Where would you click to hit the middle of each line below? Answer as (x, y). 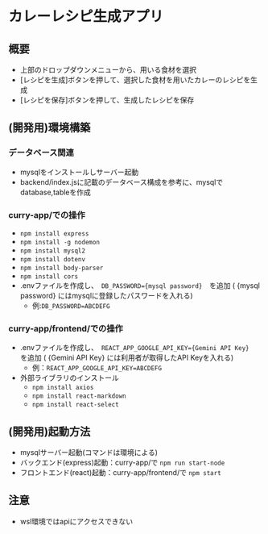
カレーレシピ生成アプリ (86, 17)
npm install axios (63, 388)
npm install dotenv (53, 259)
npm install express (54, 234)
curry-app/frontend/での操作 (66, 328)
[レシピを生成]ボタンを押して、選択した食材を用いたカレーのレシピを (135, 80)
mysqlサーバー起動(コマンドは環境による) (89, 453)
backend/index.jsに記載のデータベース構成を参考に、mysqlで (122, 181)
